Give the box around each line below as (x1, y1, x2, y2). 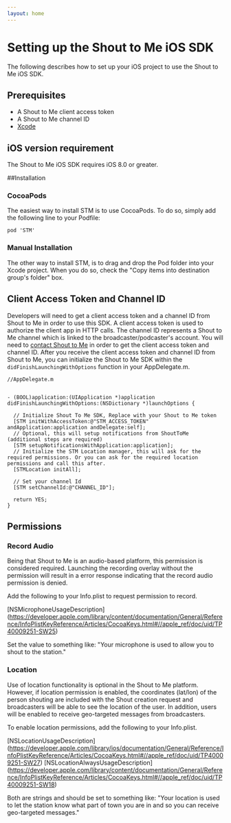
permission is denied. (7, 578, 68, 587)
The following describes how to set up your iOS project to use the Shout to (7, 63, 219, 71)
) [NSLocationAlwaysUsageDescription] (40, 758, 153, 767)
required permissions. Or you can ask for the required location (7, 454, 198, 461)
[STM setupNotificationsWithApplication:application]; (13, 442, 174, 449)
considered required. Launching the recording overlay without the (7, 564, 194, 572)
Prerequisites (7, 89, 66, 101)
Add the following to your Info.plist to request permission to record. (7, 592, 197, 600)
